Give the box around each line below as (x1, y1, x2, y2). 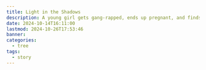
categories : (6, 37, 37, 43)
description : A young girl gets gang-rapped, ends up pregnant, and (6, 15, 185, 21)
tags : (6, 49, 20, 55)
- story (12, 54, 32, 60)
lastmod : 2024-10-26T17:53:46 (6, 26, 84, 32)
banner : (6, 32, 26, 38)
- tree (12, 43, 29, 49)
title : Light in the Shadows (6, 9, 81, 15)
